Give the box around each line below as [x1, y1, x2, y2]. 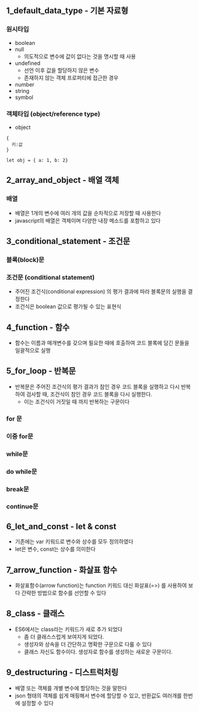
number [14, 80, 35, 88]
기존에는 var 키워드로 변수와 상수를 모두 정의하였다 [14, 538, 134, 545]
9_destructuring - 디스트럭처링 [6, 668, 119, 678]
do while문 [6, 467, 37, 476]
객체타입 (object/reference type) [6, 110, 101, 118]
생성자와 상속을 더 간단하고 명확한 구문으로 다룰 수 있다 [23, 641, 152, 648]
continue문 [6, 503, 39, 511]
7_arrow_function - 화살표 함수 [6, 564, 117, 575]
